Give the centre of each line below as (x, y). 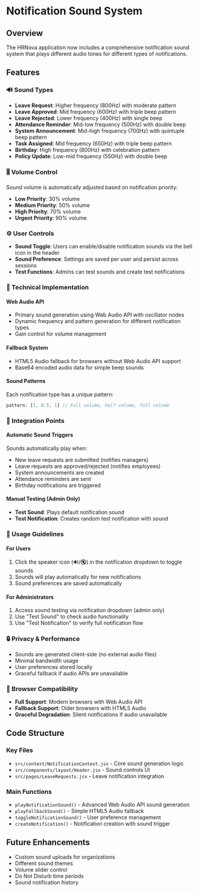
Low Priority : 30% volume (47, 199)
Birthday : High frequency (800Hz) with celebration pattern (87, 150)
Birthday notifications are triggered (58, 485)
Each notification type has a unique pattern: (60, 394)
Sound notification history (47, 882)
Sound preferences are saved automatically (68, 583)
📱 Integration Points (35, 421)
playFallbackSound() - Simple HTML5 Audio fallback (79, 811)
